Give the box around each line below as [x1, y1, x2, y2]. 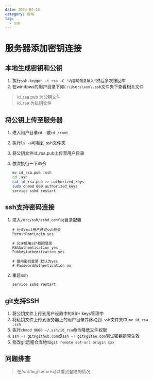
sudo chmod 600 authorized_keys [12, 184, 78, 189]
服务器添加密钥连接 [5, 43, 82, 54]
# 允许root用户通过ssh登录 [12, 227, 61, 232]
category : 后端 [5, 12, 34, 17]
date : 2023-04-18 [5, 7, 40, 12]
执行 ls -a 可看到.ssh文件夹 [12, 140, 66, 146]
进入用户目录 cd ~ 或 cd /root [12, 130, 68, 136]
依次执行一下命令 [12, 161, 47, 167]
